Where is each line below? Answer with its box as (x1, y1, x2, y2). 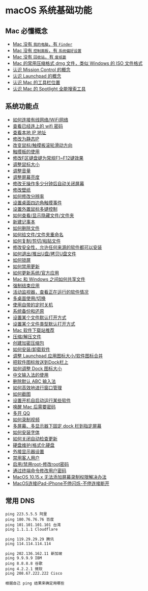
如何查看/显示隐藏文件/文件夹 (12, 212, 74, 218)
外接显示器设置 (12, 448, 44, 454)
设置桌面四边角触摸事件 (12, 200, 62, 206)
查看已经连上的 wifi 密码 (12, 123, 64, 129)
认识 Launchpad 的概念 (12, 73, 62, 79)
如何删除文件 (12, 225, 40, 231)
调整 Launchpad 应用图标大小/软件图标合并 (12, 353, 103, 359)
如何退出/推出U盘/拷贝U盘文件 (12, 251, 76, 257)
